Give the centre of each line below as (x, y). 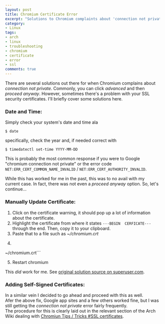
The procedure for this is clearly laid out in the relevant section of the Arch (80, 311)
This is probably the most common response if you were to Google (72, 159)
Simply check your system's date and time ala (52, 122)
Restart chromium (30, 262)
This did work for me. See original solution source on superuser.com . (75, 272)
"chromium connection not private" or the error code (58, 164)
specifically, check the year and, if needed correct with (61, 140)
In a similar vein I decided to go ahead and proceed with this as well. (74, 295)
